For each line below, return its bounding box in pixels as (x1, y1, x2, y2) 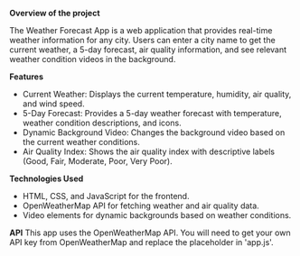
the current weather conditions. (22, 137, 140, 147)
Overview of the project (9, 8, 101, 18)
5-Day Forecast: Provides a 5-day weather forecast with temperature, (22, 108, 282, 118)
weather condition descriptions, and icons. (22, 117, 183, 128)
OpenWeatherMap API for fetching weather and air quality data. (22, 200, 259, 211)
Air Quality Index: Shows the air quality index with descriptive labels (22, 146, 276, 157)
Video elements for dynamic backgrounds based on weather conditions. (22, 210, 292, 220)
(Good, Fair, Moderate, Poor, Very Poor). (22, 156, 173, 166)
